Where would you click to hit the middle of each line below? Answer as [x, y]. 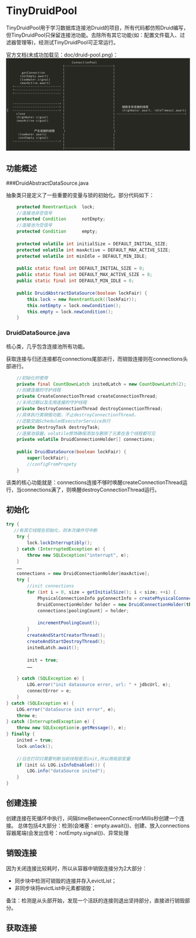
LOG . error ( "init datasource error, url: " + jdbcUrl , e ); [99, 685]
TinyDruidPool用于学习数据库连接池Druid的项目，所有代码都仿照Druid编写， [97, 27]
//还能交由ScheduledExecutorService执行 [64, 421]
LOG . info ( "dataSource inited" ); [66, 771]
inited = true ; [35, 740]
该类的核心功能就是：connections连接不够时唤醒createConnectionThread [94, 482]
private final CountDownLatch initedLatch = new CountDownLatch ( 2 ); [101, 384]
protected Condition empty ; [57, 232]
